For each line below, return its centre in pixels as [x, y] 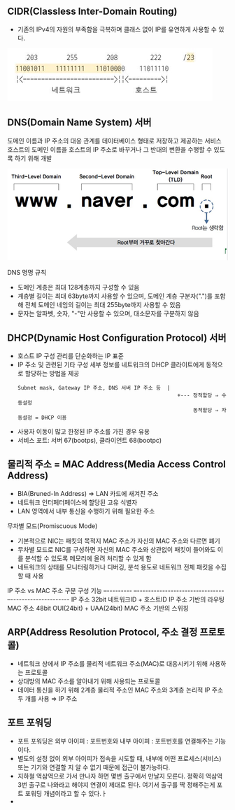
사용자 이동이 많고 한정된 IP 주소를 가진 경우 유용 [84, 432]
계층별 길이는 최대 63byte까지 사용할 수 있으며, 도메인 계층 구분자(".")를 [115, 296]
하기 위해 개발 [33, 158]
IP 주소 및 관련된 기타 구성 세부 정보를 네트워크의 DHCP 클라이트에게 [111, 365]
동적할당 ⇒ [206, 411]
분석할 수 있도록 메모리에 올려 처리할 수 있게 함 [88, 558]
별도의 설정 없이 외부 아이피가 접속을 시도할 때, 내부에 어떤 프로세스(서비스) [119, 758]
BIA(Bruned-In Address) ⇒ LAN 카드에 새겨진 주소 [88, 493]
